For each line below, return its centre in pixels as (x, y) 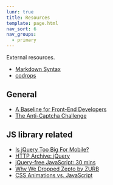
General (22, 95)
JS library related (39, 135)
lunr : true (20, 12)
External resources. (31, 57)
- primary (24, 40)
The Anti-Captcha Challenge (51, 115)
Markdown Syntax (38, 69)
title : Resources (28, 18)
